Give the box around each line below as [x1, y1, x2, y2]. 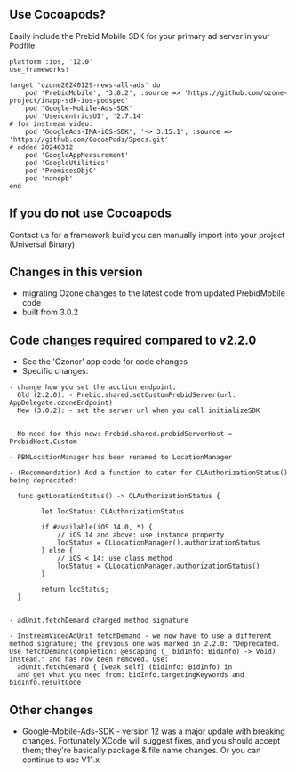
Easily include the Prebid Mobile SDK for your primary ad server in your [9, 30, 270, 41]
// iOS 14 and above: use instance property [56, 530, 225, 540]
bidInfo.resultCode [9, 679, 82, 688]
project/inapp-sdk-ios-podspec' [9, 96, 129, 105]
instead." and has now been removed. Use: [9, 655, 169, 665]
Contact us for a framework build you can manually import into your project [9, 229, 285, 240]
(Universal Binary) [9, 239, 76, 250]
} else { [41, 546, 74, 555]
